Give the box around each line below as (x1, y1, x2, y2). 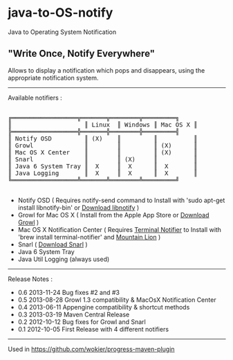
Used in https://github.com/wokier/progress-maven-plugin (8, 345, 175, 353)
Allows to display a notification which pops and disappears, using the (8, 66, 205, 74)
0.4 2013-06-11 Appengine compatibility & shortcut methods (17, 303, 190, 311)
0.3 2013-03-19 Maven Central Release (17, 310, 130, 318)
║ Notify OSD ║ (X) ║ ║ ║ (8, 134, 198, 143)
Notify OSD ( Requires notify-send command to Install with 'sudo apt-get (17, 196, 225, 204)
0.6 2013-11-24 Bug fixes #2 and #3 (17, 288, 120, 296)
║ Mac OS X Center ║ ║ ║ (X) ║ (8, 148, 198, 156)
